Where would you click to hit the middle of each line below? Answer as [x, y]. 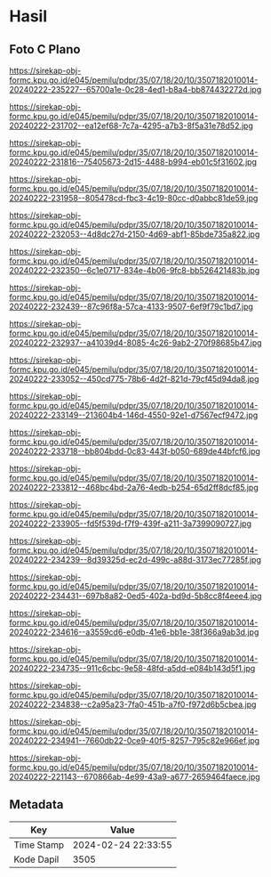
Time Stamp [39, 845]
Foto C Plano [45, 49]
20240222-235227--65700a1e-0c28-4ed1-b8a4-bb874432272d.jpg [135, 89]
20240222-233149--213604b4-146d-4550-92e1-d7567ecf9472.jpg [134, 415]
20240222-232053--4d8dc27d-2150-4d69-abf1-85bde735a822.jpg [135, 234]
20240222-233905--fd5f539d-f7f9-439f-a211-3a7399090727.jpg [130, 524]
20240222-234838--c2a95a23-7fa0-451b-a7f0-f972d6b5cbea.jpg [133, 704]
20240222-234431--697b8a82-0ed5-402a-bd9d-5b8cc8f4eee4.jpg [135, 596]
